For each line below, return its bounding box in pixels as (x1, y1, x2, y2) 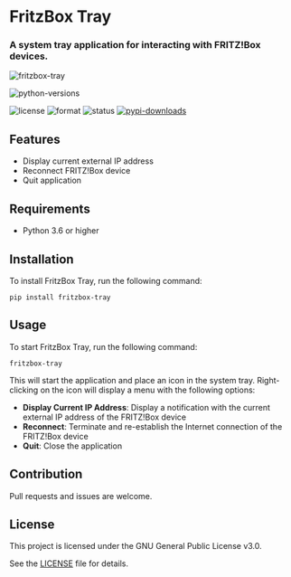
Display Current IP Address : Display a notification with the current (22, 402, 271, 412)
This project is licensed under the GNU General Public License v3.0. (9, 541, 262, 552)
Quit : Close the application (22, 440, 123, 451)
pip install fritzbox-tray (9, 292, 111, 302)
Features (9, 131, 61, 147)
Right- (257, 374, 280, 385)
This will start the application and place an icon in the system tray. (9, 374, 256, 385)
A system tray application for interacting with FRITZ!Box (9, 39, 261, 52)
